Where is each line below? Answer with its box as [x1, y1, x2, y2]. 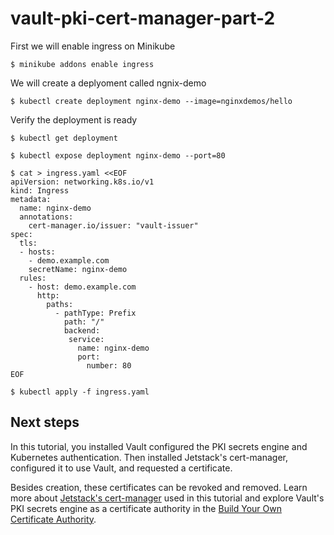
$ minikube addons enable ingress [10, 59, 155, 69]
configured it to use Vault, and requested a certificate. [10, 462, 233, 474]
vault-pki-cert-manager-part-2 [10, 7, 276, 30]
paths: [46, 299, 74, 309]
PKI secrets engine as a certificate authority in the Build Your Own [10, 502, 282, 514]
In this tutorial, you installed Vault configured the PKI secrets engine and [10, 440, 308, 452]
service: [68, 334, 105, 344]
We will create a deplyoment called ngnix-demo [10, 77, 207, 89]
